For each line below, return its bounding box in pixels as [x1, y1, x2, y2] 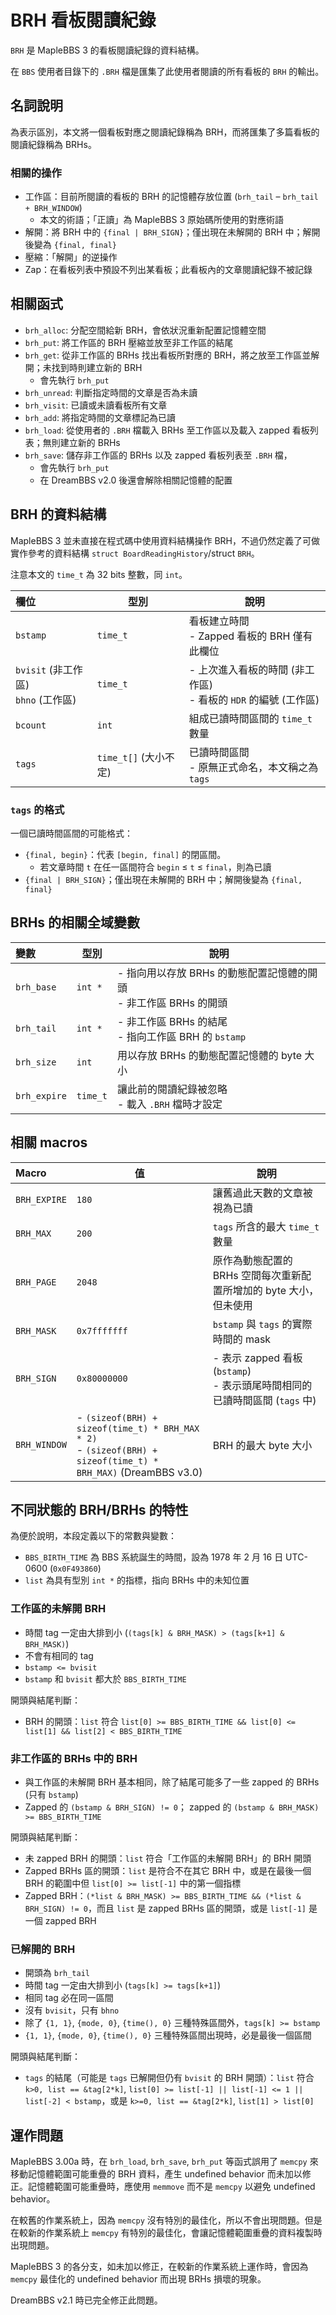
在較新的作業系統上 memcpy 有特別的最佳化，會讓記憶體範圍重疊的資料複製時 [10, 2227, 323, 2239]
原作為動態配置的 [212, 1253, 293, 1267]
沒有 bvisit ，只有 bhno [24, 2004, 120, 2016]
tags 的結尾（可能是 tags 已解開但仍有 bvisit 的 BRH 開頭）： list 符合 [24, 2072, 315, 2084]
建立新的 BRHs [59, 436, 121, 448]
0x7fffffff [76, 1325, 128, 1336]
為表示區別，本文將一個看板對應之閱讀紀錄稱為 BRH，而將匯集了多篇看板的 [10, 126, 320, 138]
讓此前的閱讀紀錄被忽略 [116, 1082, 228, 1096]
